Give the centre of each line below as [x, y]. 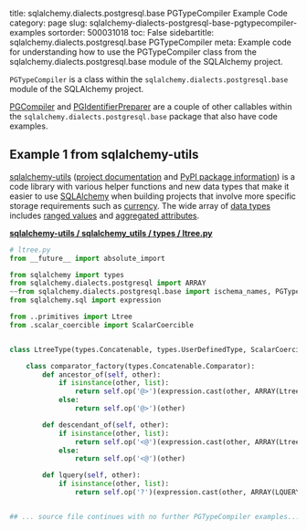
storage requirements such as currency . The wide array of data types [140, 205]
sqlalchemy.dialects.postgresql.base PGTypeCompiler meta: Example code [151, 42]
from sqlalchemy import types [67, 275]
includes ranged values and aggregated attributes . [105, 215]
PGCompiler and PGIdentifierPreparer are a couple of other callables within [151, 107]
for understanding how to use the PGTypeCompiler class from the [133, 52]
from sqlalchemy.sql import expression [85, 300]
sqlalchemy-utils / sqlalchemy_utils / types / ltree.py [111, 233]
